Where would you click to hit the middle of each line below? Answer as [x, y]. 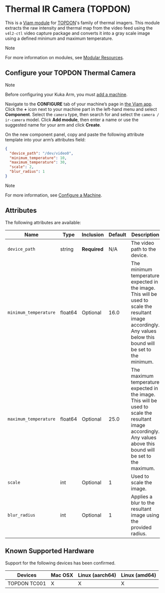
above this [143, 443]
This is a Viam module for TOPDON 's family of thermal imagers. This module [82, 23]
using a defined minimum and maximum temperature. [59, 38]
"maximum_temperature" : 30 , [38, 163]
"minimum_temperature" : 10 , [38, 158]
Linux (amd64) [138, 575]
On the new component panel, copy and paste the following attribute [75, 134]
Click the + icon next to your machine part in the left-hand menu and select [81, 109]
